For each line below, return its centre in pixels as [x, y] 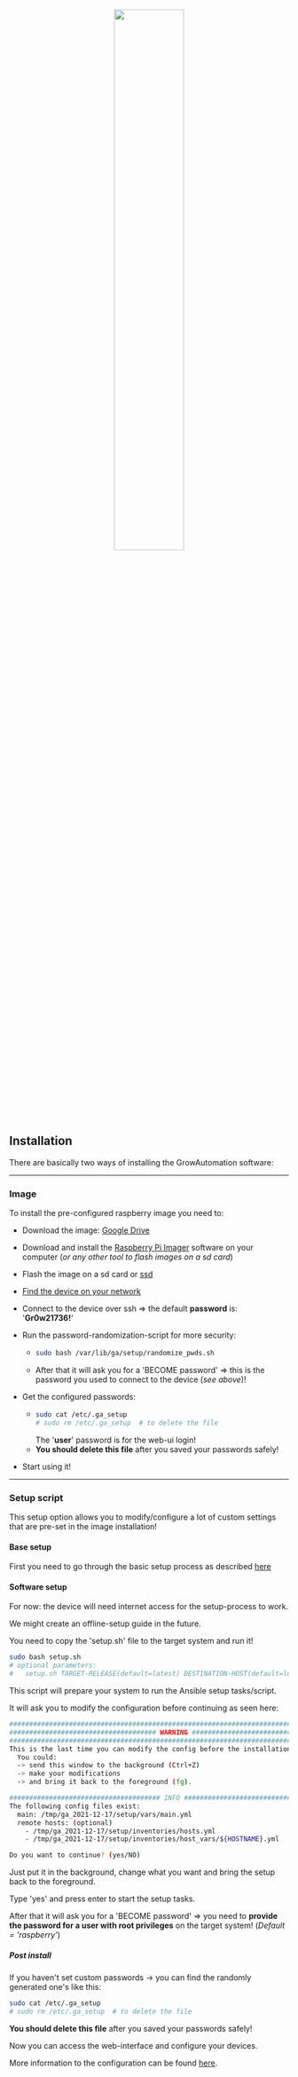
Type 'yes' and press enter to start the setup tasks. [102, 1899]
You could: [37, 1757]
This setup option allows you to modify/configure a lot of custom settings [143, 1517]
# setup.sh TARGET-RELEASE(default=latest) [94, 1674]
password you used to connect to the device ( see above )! [141, 1379]
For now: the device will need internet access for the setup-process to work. [149, 1607]
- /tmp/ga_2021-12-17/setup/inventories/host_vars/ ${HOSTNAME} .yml [152, 1839]
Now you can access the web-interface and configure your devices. [133, 2045]
